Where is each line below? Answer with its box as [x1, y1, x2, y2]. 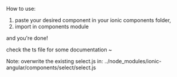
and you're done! [6, 35, 48, 41]
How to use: [6, 5, 36, 12]
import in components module [14, 23, 89, 30]
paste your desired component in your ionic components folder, [14, 17, 172, 23]
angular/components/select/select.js [6, 64, 97, 71]
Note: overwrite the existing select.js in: [6, 58, 103, 64]
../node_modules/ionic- [104, 58, 162, 64]
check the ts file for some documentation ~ [6, 46, 112, 53]
